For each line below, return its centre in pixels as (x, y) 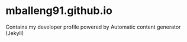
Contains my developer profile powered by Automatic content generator (93, 27)
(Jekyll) (15, 33)
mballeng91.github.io (59, 11)
